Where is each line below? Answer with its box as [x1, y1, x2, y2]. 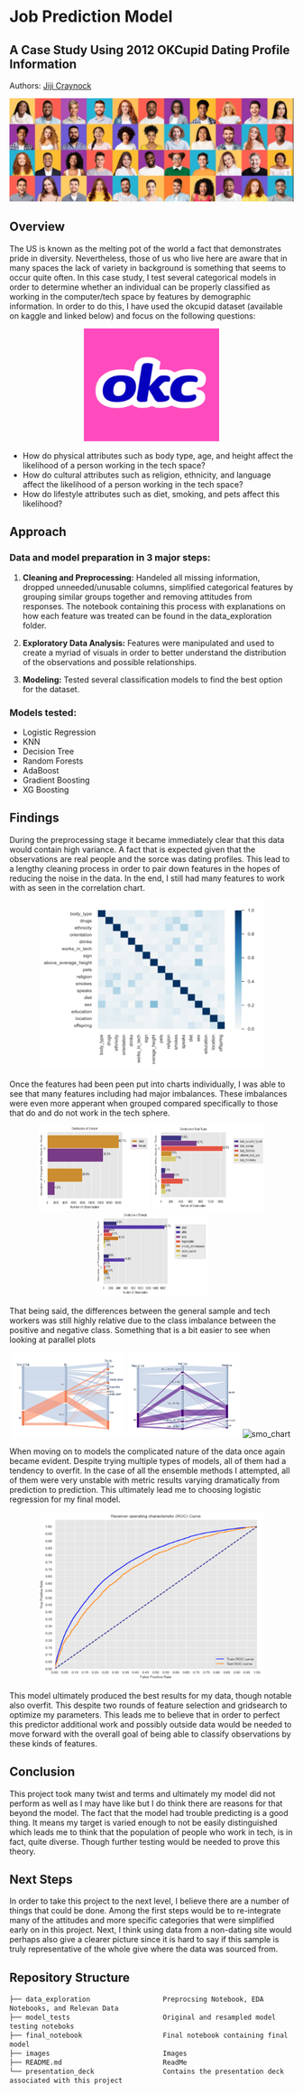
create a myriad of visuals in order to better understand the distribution [22, 647, 287, 658]
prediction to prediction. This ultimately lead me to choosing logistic [9, 1484, 262, 1495]
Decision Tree [22, 746, 75, 756]
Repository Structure [9, 1969, 131, 1985]
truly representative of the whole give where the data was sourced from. [9, 1943, 279, 1955]
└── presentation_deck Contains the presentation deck [9, 2067, 284, 2077]
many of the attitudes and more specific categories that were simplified [9, 1915, 275, 1926]
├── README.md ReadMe [9, 2058, 188, 2068]
